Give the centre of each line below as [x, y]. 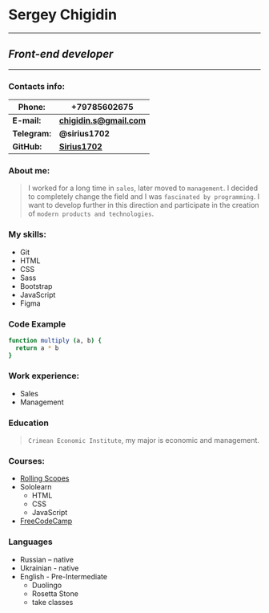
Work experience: [44, 376]
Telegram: [32, 134]
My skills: [27, 234]
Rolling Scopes [44, 478]
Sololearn [36, 487]
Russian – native [47, 559]
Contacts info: [37, 86]
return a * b [37, 348]
